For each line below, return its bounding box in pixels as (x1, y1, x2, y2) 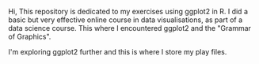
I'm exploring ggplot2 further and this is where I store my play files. (8, 47, 227, 56)
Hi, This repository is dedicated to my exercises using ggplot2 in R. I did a (8, 7, 248, 16)
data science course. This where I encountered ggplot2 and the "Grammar (8, 24, 252, 32)
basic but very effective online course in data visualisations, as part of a (8, 15, 243, 24)
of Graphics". (8, 32, 51, 41)
